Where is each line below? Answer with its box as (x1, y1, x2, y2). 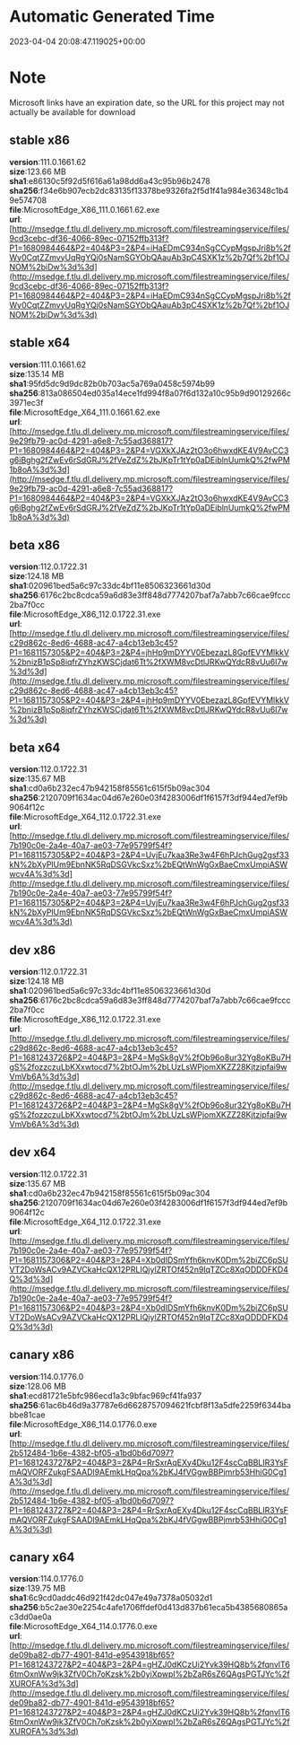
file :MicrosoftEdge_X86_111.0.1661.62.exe (9, 204, 160, 215)
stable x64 (9, 335, 71, 351)
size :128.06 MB (9, 1381, 67, 1391)
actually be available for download (9, 106, 136, 118)
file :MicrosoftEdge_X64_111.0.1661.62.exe (9, 407, 161, 417)
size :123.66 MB (9, 166, 67, 177)
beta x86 (9, 537, 61, 553)
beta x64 (9, 740, 61, 755)
